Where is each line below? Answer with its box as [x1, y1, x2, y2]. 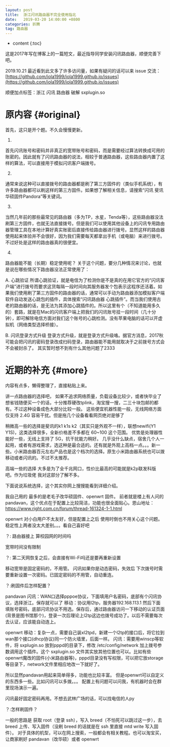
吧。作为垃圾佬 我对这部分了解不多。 [5, 472, 82, 478]
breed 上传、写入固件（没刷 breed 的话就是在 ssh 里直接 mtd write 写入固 [5, 724, 158, 729]
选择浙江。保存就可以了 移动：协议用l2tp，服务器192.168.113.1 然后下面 [14, 600, 161, 605]
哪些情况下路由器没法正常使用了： [18, 266, 90, 273]
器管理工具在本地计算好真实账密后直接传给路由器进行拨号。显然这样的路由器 [5, 227, 165, 233]
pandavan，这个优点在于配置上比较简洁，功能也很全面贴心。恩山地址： [5, 500, 155, 505]
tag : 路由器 [5, 26, 28, 31]
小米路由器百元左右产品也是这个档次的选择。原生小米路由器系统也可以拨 [14, 449, 165, 454]
